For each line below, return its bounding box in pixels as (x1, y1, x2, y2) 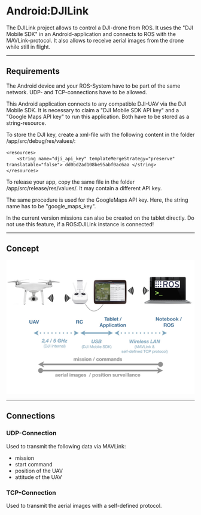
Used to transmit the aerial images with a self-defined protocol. (6, 502, 162, 509)
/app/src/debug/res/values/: (6, 137, 76, 145)
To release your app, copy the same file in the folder (6, 178, 135, 185)
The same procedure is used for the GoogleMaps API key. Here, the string (6, 196, 188, 203)
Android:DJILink (6, 4, 89, 18)
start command (14, 460, 53, 468)
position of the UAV (14, 467, 63, 474)
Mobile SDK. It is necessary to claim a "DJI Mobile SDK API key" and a (6, 106, 179, 113)
